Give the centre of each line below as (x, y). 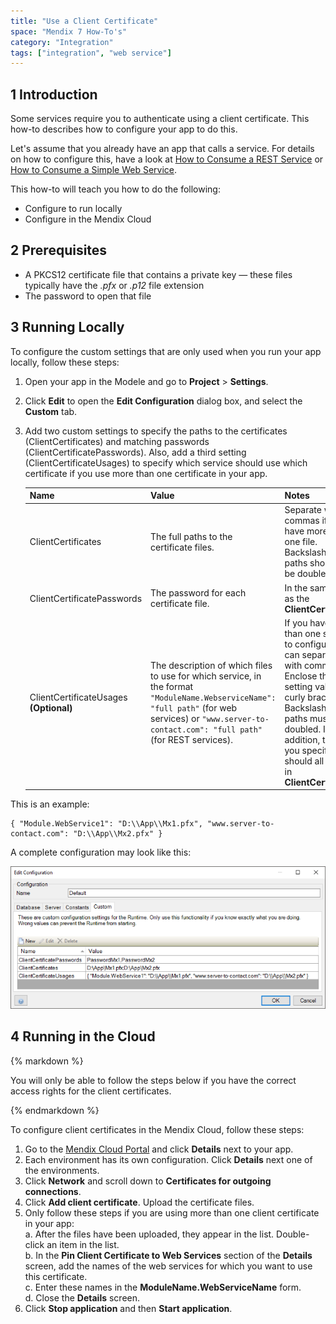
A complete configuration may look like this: (101, 852)
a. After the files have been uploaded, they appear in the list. (149, 1234)
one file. (301, 542)
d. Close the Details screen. (82, 1297)
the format (172, 686)
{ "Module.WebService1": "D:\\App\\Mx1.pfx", (106, 824)
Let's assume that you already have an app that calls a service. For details (162, 149)
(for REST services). (191, 739)
